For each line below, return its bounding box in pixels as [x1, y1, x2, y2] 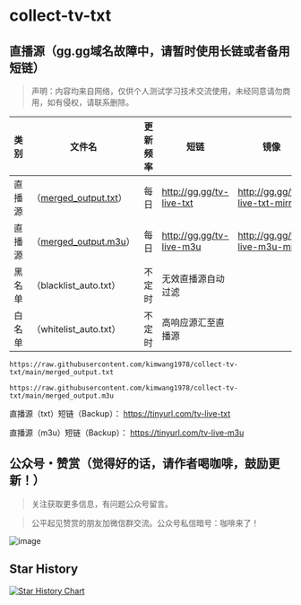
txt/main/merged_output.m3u [9, 391, 115, 400]
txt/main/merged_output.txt [9, 368, 115, 377]
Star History [9, 562, 79, 577]
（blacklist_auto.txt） [31, 279, 121, 292]
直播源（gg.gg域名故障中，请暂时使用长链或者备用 [9, 43, 291, 58]
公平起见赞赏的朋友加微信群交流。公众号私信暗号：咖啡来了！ [30, 517, 260, 528]
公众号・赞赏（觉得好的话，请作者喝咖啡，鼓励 [9, 456, 269, 471]
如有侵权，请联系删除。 [47, 97, 134, 108]
